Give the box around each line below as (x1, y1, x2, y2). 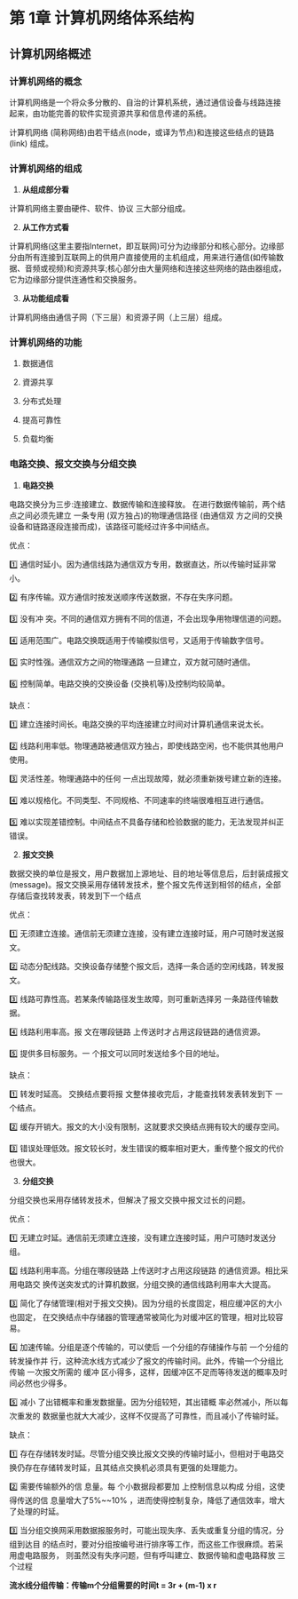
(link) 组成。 (9, 138, 53, 148)
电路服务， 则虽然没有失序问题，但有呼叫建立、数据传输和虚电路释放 (24, 1549, 276, 1560)
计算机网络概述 (9, 46, 91, 61)
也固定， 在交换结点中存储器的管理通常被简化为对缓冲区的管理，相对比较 (9, 1311, 276, 1322)
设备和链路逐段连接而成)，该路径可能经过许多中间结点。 (9, 521, 215, 531)
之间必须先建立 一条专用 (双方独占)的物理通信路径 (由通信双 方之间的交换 (16, 510, 284, 521)
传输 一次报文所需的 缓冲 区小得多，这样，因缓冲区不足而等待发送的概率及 (9, 1366, 280, 1377)
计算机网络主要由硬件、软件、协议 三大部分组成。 (9, 203, 191, 214)
